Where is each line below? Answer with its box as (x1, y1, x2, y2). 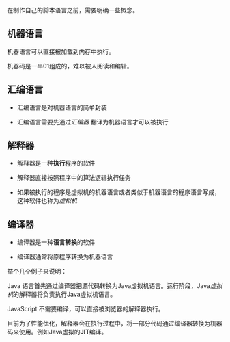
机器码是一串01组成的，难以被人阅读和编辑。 (7, 62, 133, 70)
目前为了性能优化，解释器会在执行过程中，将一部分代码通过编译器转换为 (7, 319, 210, 328)
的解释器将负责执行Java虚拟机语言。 (13, 290, 117, 299)
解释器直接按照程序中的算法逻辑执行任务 (16, 174, 131, 182)
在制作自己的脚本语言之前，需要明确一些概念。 (7, 6, 139, 14)
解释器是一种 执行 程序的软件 (16, 159, 96, 168)
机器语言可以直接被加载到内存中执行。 (7, 47, 115, 55)
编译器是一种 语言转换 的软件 (16, 238, 96, 246)
